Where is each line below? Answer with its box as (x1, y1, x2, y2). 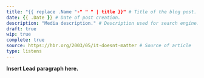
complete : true (6, 37, 45, 43)
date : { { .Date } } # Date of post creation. (6, 15, 121, 21)
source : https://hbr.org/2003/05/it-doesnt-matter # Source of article (6, 43, 191, 49)
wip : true (6, 31, 32, 37)
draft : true (6, 25, 36, 32)
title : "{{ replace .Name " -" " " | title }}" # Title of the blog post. (6, 8, 197, 15)
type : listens (6, 48, 42, 54)
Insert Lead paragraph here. (6, 65, 79, 72)
